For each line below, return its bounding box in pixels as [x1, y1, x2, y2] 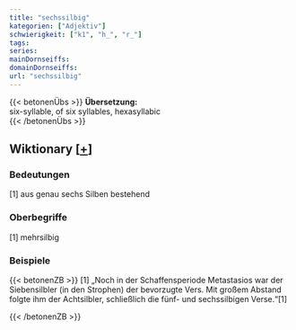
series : [9, 47, 39, 56]
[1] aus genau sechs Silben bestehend [9, 189, 151, 200]
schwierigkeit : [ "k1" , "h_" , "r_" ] [9, 30, 143, 39]
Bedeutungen [9, 168, 70, 181]
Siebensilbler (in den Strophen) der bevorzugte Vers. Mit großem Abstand [9, 284, 283, 295]
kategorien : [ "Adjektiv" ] [9, 22, 106, 31]
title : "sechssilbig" [9, 13, 91, 22]
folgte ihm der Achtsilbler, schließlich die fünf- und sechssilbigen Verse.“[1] [9, 294, 288, 305]
